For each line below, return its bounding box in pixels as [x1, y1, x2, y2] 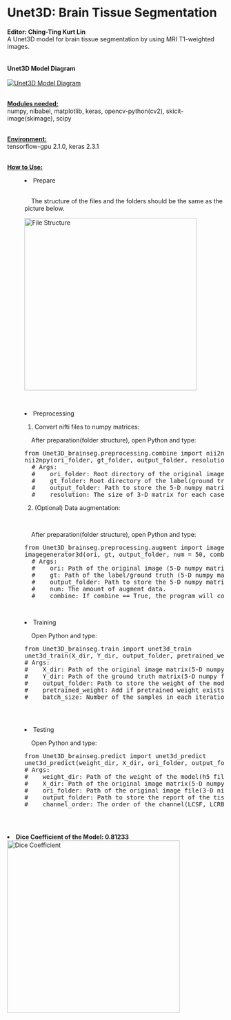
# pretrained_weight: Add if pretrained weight [24, 686, 199, 694]
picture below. [24, 204, 65, 212]
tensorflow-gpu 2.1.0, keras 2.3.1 [7, 142, 99, 150]
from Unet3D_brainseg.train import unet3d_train [24, 644, 192, 653]
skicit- [165, 107, 184, 115]
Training [33, 618, 57, 626]
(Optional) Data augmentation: [34, 503, 121, 511]
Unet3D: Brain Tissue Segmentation [7, 5, 217, 21]
